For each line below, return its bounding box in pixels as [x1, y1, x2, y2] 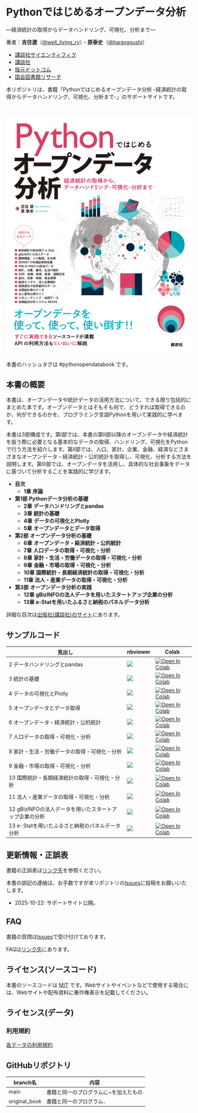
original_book [8, 1098, 42, 1105]
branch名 [14, 1079, 37, 1086]
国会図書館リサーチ [14, 73, 62, 80]
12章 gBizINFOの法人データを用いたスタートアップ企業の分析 [23, 591, 173, 598]
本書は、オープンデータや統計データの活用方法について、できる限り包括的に [6, 396, 192, 403]
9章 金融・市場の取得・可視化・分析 [23, 562, 111, 569]
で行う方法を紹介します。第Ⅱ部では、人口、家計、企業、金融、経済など [6, 446, 179, 453]
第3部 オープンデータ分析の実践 [14, 584, 92, 591]
